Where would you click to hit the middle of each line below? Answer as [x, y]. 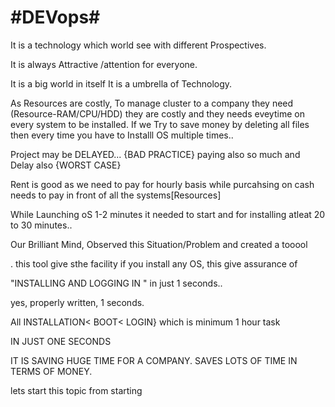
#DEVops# [55, 17]
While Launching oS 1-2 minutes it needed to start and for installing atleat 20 [168, 214]
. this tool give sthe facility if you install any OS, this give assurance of [154, 263]
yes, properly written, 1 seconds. [77, 302]
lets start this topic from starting [76, 390]
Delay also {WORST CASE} [66, 165]
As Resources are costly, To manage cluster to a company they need [152, 103]
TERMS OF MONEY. [51, 371]
